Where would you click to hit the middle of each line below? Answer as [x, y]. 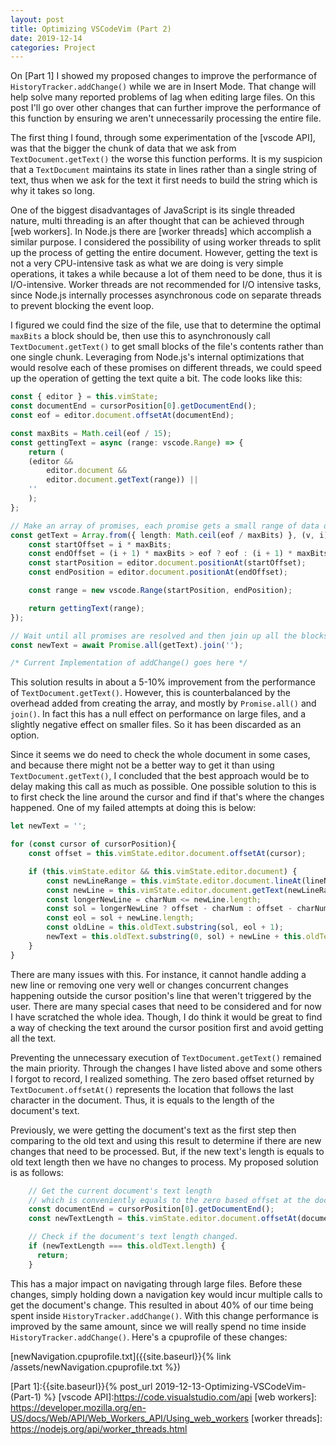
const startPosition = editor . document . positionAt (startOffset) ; [167, 563]
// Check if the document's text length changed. [134, 1237]
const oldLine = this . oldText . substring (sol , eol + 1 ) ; [165, 927]
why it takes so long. [53, 191]
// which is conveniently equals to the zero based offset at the [169, 1200]
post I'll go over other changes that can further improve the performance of [166, 108]
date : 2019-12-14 [46, 38]
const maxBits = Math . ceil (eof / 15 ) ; [91, 433]
